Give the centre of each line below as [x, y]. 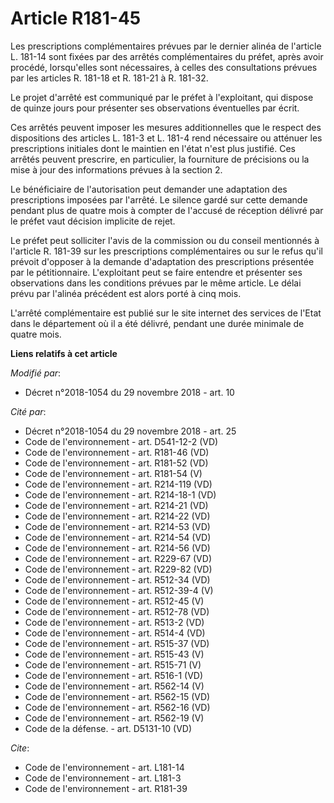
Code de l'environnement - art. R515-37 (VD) [117, 643]
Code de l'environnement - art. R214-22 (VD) [117, 516]
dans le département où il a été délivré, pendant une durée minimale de [157, 323]
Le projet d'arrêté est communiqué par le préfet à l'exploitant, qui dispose [162, 97]
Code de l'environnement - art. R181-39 [106, 788]
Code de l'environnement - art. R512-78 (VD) [117, 611]
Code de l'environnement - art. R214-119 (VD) [118, 484]
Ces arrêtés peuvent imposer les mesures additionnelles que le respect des [166, 127]
